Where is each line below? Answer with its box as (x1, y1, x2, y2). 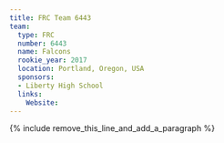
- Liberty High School (17, 81, 104, 90)
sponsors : (17, 73, 55, 82)
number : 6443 (17, 38, 67, 48)
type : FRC (17, 30, 55, 39)
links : (17, 89, 43, 98)
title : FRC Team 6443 (9, 13, 92, 23)
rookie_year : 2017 (17, 56, 88, 65)
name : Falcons (17, 47, 71, 56)
